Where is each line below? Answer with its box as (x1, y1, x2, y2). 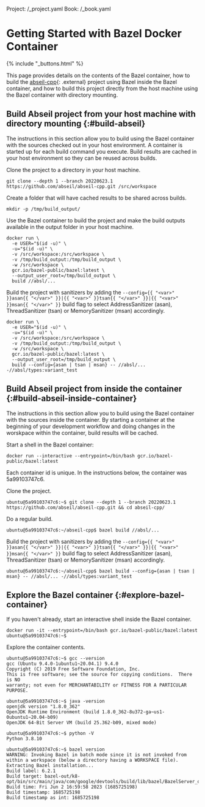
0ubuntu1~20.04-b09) (6, 715, 59, 721)
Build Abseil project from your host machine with (6, 109, 196, 119)
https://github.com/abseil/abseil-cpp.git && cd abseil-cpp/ (6, 505, 165, 511)
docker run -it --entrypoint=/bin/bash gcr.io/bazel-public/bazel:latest (6, 628, 198, 634)
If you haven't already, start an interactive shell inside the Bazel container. (6, 615, 192, 623)
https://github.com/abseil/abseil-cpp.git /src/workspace (6, 183, 157, 189)
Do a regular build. (6, 515, 53, 522)
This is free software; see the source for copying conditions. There (6, 672, 192, 678)
